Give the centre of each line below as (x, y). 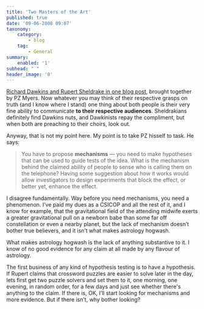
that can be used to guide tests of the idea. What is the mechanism (105, 161)
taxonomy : (19, 29)
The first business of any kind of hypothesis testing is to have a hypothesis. (101, 267)
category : (30, 35)
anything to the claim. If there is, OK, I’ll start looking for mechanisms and (98, 293)
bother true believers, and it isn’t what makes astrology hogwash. (88, 231)
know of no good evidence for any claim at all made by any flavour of (93, 249)
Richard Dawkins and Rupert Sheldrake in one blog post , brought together (99, 91)
